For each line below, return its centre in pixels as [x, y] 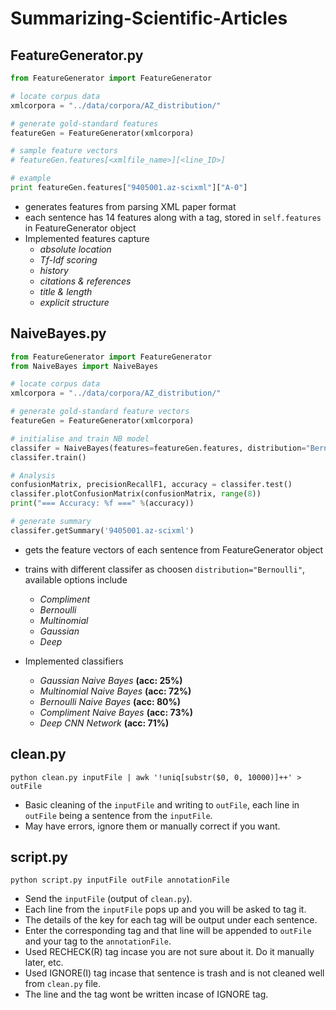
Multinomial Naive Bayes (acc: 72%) [115, 691]
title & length [66, 291]
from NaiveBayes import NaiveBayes [84, 366]
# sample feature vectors [64, 151]
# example [31, 178]
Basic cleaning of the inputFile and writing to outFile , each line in [162, 804]
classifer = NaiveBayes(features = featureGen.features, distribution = [158, 448]
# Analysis [33, 475]
